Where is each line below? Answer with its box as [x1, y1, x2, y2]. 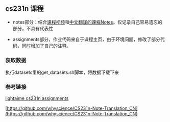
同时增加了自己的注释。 [21, 43, 71, 49]
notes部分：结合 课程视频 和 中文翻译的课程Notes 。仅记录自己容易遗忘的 [12, 19, 162, 25]
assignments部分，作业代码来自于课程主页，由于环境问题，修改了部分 [12, 36, 161, 42]
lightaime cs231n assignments [5, 95, 69, 101]
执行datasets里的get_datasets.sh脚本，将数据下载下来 [5, 69, 119, 75]
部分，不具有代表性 [12, 25, 54, 31]
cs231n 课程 [5, 4, 44, 13]
